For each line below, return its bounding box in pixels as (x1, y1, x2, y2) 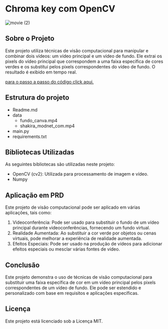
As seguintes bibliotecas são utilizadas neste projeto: (5, 161, 115, 168)
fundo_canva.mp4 (20, 117, 58, 123)
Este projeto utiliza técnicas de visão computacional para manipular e (5, 47, 149, 53)
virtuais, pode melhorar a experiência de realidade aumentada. (12, 235, 142, 241)
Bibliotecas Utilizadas (5, 148, 75, 156)
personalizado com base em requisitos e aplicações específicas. (5, 290, 139, 296)
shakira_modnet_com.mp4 (20, 123, 75, 129)
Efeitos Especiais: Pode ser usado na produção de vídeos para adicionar (12, 241, 162, 247)
